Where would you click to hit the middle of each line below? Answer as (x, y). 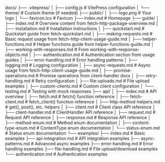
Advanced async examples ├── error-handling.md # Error (94, 144)
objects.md (16, 55)
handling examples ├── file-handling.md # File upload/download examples (82, 149)
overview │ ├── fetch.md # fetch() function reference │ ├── (67, 97)
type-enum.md (20, 128)
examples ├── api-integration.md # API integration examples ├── (72, 138)
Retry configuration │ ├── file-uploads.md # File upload (92, 81)
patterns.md (17, 144)
